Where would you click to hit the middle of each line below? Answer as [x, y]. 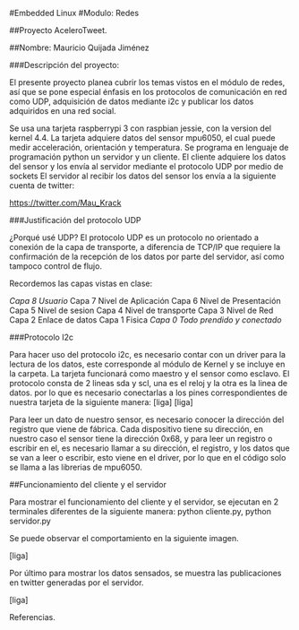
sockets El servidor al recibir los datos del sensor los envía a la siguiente [143, 176]
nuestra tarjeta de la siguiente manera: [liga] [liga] [102, 402]
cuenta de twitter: [42, 186]
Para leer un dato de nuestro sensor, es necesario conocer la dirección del [147, 419]
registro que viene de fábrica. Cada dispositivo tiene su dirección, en [137, 429]
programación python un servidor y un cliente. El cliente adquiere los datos [148, 157]
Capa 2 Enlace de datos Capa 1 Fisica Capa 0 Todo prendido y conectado [145, 320]
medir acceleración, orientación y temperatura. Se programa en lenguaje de [149, 147]
